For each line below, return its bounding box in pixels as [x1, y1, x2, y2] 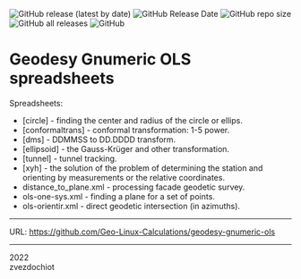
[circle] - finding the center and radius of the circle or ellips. [21, 114, 244, 125]
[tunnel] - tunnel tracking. [21, 153, 117, 164]
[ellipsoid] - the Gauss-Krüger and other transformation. [21, 143, 230, 154]
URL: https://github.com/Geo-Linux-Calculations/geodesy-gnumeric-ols [9, 226, 276, 237]
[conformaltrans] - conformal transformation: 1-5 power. [21, 124, 230, 135]
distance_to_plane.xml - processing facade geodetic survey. [21, 182, 245, 192]
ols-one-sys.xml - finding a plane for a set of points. [21, 190, 215, 201]
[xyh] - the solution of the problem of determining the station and [21, 162, 263, 173]
